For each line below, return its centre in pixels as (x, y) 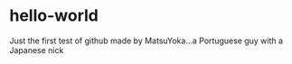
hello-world (54, 16)
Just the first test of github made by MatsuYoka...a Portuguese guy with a (146, 41)
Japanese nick (37, 50)
